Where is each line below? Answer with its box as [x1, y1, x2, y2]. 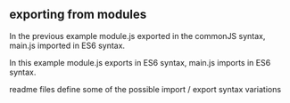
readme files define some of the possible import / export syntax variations [9, 83, 282, 94]
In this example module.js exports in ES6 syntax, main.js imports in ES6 [9, 57, 271, 67]
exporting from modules [9, 7, 147, 22]
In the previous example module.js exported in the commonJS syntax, [9, 30, 266, 41]
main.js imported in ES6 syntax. [9, 40, 126, 51]
